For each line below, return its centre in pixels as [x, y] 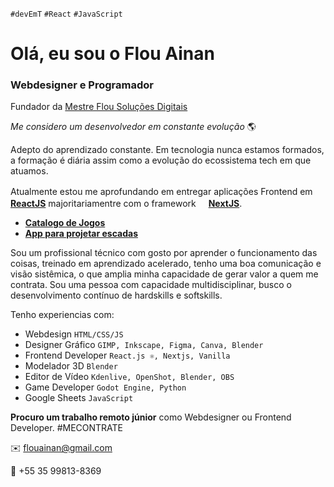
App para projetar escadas [81, 234]
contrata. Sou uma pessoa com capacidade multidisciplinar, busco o [151, 285]
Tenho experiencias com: [62, 315]
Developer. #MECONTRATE [67, 428]
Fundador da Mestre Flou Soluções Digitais [99, 107]
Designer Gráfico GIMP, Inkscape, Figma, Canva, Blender [144, 345]
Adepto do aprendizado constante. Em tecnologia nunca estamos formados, [167, 150]
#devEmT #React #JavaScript [66, 14]
